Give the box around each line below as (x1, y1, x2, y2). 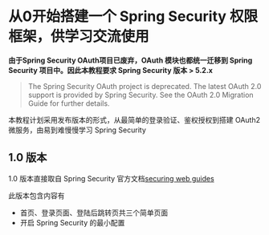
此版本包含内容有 (8, 190, 65, 201)
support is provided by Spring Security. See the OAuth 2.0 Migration (27, 90, 255, 99)
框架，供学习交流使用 (8, 27, 150, 46)
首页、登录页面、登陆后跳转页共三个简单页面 (19, 208, 169, 217)
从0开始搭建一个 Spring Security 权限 (8, 7, 259, 26)
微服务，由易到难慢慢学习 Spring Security (8, 125, 147, 135)
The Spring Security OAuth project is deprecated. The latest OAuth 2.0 (27, 81, 262, 91)
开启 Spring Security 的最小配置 (19, 217, 125, 227)
